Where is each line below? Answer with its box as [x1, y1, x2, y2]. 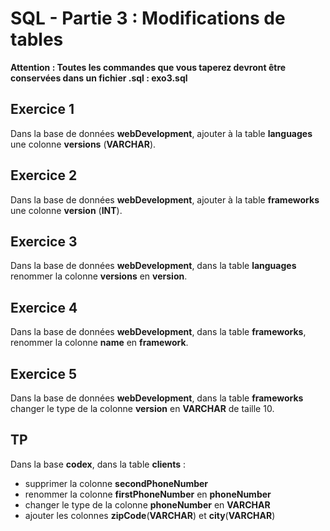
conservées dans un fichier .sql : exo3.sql [10, 72, 188, 84]
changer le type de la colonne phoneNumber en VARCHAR [24, 498, 271, 511]
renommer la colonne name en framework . [10, 337, 189, 349]
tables [10, 28, 64, 51]
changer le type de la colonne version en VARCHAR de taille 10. [10, 403, 275, 414]
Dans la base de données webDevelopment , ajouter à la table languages [10, 127, 313, 139]
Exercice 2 [10, 167, 78, 184]
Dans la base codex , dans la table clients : [10, 458, 187, 470]
